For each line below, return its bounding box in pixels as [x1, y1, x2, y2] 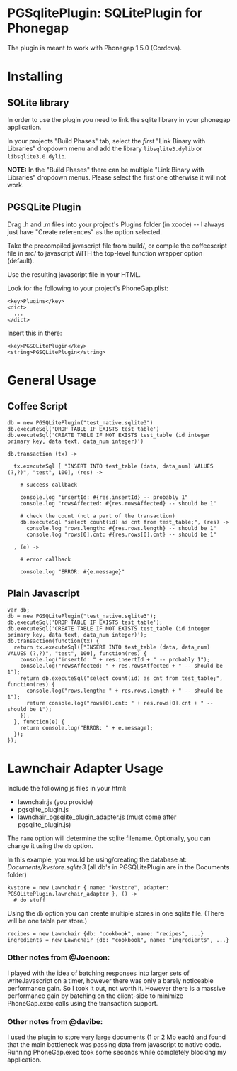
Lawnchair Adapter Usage [7, 760, 164, 776]
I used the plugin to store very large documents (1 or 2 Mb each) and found [7, 1033, 226, 1041]
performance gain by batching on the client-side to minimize [7, 992, 184, 1000]
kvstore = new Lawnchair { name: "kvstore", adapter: [7, 884, 170, 891]
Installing [7, 69, 64, 84]
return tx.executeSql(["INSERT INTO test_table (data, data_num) [13, 644, 211, 651]
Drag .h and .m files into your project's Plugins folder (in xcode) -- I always [7, 220, 225, 229]
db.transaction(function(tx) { [7, 637, 100, 644]
